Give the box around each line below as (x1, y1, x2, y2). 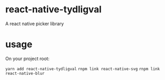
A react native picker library (5, 21, 64, 27)
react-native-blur (5, 71, 45, 76)
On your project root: (5, 55, 50, 62)
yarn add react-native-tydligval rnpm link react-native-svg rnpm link (5, 66, 160, 71)
